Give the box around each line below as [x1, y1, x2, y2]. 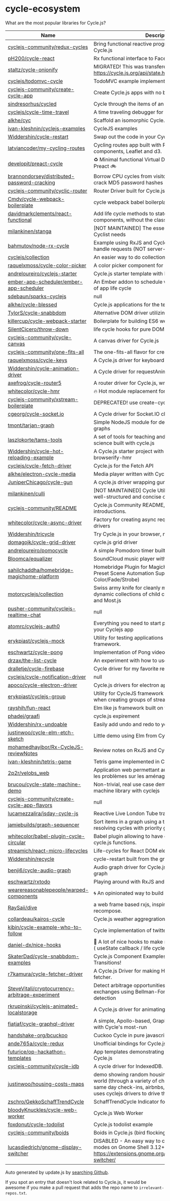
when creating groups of [93, 696, 152, 703]
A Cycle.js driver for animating [93, 1006, 165, 1013]
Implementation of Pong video [93, 648, 165, 655]
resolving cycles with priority [93, 824, 162, 831]
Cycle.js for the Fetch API [93, 462, 154, 469]
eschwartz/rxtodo [8, 878, 51, 885]
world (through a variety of [93, 1077, 158, 1084]
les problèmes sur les [93, 772, 145, 779]
